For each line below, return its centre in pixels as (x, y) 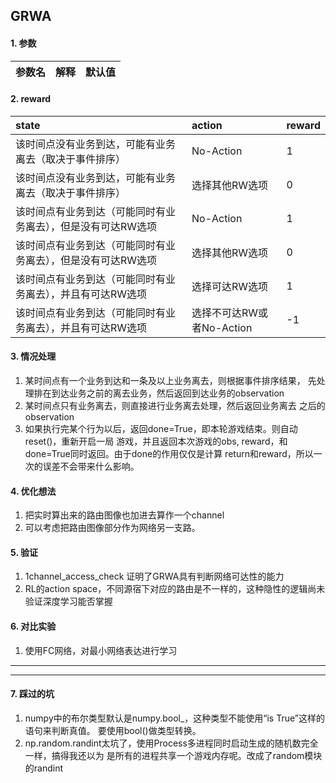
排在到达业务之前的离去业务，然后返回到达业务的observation (159, 393)
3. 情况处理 (33, 356)
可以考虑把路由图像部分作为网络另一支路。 (112, 528)
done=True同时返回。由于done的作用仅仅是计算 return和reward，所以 (169, 453)
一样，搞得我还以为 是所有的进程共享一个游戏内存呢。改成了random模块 (173, 755)
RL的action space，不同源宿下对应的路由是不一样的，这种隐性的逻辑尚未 (175, 589)
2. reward (31, 99)
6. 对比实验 (33, 626)
